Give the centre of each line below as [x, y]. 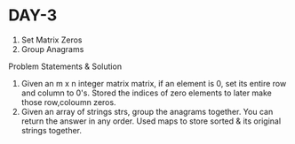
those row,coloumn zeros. [68, 102]
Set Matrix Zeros [52, 40]
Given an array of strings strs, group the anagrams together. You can [147, 111]
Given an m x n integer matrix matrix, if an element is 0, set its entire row [154, 83]
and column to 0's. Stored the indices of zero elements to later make [146, 93]
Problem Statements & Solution [65, 66]
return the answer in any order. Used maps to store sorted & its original [151, 121]
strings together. [51, 130]
